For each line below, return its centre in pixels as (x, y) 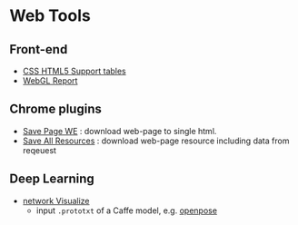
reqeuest (40, 150)
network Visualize (56, 201)
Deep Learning (52, 179)
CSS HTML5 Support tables (74, 71)
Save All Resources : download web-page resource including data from (156, 141)
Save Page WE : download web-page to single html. (119, 131)
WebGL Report (50, 81)
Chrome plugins (55, 109)
